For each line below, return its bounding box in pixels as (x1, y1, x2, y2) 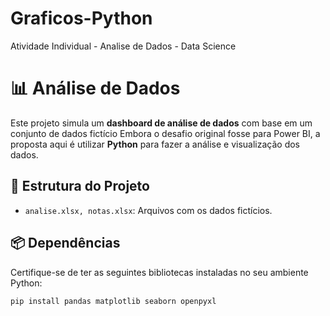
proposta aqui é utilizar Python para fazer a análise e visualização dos (10, 138, 301, 150)
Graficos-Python (10, 7, 153, 30)
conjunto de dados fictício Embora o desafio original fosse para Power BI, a (10, 127, 321, 139)
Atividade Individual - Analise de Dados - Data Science (10, 40, 237, 52)
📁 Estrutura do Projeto (10, 178, 150, 195)
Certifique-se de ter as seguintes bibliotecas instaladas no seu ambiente (10, 266, 309, 278)
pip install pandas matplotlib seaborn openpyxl (10, 296, 217, 306)
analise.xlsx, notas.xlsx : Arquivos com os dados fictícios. (24, 204, 273, 216)
